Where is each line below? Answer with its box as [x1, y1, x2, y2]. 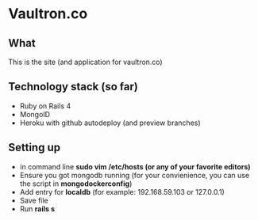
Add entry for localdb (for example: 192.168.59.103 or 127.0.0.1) [19, 187, 225, 196]
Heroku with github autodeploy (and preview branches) [19, 118, 201, 127]
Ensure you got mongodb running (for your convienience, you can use [19, 170, 250, 180]
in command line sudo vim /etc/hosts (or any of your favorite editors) [19, 161, 252, 171]
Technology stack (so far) [8, 80, 139, 93]
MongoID [19, 109, 50, 119]
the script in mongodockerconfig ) [19, 179, 133, 188]
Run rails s [19, 203, 56, 214]
